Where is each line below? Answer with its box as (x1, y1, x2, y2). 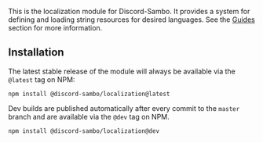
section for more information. (8, 23, 103, 32)
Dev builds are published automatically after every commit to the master (8, 103, 240, 113)
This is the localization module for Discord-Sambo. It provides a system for (8, 7, 250, 16)
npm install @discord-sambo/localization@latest (8, 90, 170, 98)
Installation (8, 46, 64, 59)
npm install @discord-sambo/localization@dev (8, 127, 159, 135)
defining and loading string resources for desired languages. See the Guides (8, 15, 255, 24)
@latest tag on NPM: (8, 74, 75, 84)
